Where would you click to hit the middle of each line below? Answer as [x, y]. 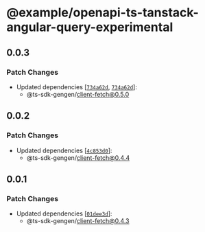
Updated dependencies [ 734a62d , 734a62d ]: [77, 86]
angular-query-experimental [90, 27]
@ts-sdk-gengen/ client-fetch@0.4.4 [78, 158]
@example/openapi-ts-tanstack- [103, 13]
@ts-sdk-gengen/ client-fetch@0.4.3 [78, 221]
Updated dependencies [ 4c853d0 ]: [64, 150]
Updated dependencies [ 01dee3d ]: [64, 213]
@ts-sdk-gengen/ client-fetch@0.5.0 [78, 94]
